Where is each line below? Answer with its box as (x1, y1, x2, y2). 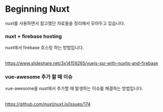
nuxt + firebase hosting (5, 33, 62, 40)
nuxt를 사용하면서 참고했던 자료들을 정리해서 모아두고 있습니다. (5, 20, 125, 26)
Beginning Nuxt (5, 3, 70, 15)
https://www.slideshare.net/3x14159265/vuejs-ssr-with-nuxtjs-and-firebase (5, 60, 158, 66)
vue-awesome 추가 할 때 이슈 (5, 73, 72, 80)
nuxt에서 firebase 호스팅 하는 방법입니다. (5, 45, 84, 51)
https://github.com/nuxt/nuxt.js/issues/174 (5, 101, 91, 107)
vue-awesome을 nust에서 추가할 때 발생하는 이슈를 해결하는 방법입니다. (5, 85, 143, 91)
